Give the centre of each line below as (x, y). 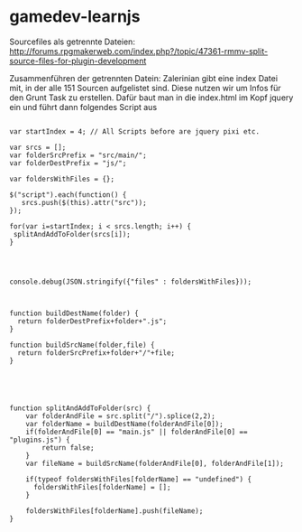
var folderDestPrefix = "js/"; (68, 163)
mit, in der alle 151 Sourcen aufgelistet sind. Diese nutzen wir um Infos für (145, 88)
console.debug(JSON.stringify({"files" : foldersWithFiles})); (131, 282)
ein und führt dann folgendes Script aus (83, 107)
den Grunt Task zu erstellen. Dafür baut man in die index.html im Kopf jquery (151, 98)
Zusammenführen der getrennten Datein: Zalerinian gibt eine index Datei (143, 78)
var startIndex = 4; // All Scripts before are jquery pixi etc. (134, 131)
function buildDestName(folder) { (74, 313)
